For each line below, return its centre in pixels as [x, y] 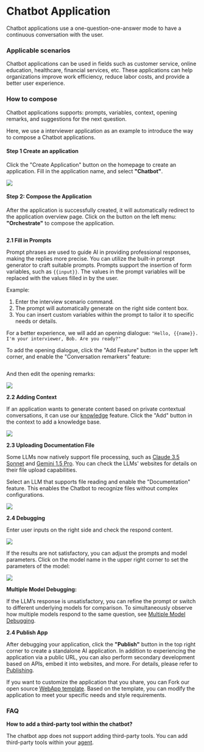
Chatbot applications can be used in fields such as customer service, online [101, 64]
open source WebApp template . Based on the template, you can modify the [100, 689]
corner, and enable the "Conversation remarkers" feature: [79, 356]
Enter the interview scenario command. [65, 302]
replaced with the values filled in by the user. [62, 278]
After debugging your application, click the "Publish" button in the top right [101, 644]
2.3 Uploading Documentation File [51, 445]
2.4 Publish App [27, 632]
